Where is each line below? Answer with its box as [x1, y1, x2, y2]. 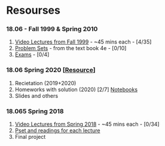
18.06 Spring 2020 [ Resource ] [6, 66, 96, 74]
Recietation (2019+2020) [14, 79, 77, 86]
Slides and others [14, 92, 59, 99]
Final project [14, 133, 46, 141]
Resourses [6, 4, 61, 17]
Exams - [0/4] [14, 51, 50, 58]
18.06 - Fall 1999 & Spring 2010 [6, 25, 98, 33]
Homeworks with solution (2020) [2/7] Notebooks [14, 86, 138, 93]
